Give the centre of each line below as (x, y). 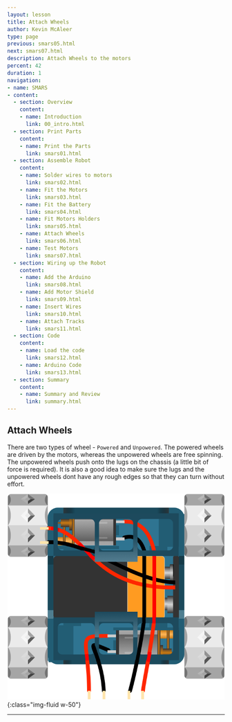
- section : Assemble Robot (52, 161)
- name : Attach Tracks (52, 321)
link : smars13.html (53, 372)
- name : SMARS (28, 88)
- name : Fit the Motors (54, 190)
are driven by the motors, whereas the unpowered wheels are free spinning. (115, 454)
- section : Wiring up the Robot (60, 263)
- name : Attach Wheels (52, 234)
